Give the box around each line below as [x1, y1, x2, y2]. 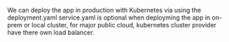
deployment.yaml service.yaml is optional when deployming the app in [7, 13, 211, 22]
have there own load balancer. [7, 28, 95, 36]
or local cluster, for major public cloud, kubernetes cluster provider [23, 21, 217, 29]
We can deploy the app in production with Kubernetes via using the [7, 6, 202, 14]
